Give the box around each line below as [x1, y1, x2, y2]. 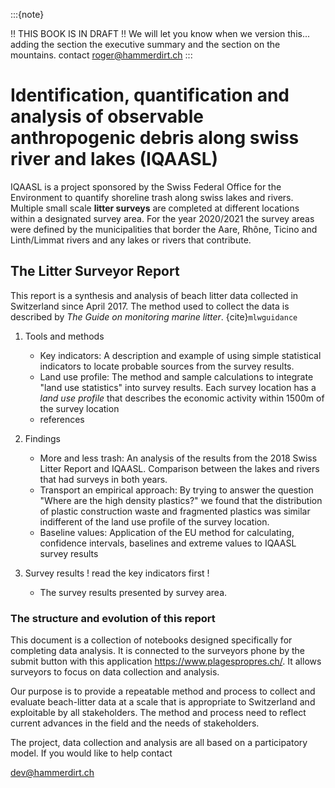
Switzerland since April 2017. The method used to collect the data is [10, 300, 290, 312]
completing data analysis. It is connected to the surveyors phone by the [10, 645, 306, 657]
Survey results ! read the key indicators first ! [24, 567, 210, 579]
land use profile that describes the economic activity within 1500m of [39, 392, 325, 404]
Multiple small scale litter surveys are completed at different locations [10, 202, 300, 214]
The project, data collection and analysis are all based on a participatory [10, 737, 308, 749]
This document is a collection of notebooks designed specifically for [10, 634, 293, 646]
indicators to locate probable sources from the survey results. [39, 360, 295, 372]
